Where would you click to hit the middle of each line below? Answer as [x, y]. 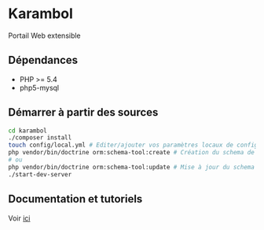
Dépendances [43, 60]
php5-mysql [39, 87]
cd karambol [27, 131]
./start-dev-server [40, 174]
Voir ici [19, 218]
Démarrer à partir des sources [83, 112]
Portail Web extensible [44, 35]
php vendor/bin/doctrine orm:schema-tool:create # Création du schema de [132, 153]
